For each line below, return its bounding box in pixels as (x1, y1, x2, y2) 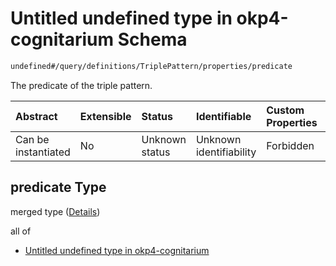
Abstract (15, 109, 58, 123)
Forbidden (266, 138, 315, 152)
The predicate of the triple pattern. (10, 79, 153, 91)
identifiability (195, 145, 257, 159)
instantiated (15, 145, 71, 159)
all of (10, 225, 32, 237)
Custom (266, 103, 305, 117)
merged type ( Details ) (10, 205, 101, 217)
